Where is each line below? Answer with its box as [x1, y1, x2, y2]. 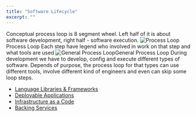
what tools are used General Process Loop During [6, 49, 187, 56]
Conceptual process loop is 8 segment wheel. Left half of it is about [6, 30, 171, 37]
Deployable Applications [14, 92, 74, 99]
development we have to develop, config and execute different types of [6, 55, 180, 62]
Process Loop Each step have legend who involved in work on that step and [6, 42, 191, 50]
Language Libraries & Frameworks [14, 85, 99, 92]
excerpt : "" [6, 14, 35, 20]
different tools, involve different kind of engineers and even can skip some [6, 68, 187, 75]
